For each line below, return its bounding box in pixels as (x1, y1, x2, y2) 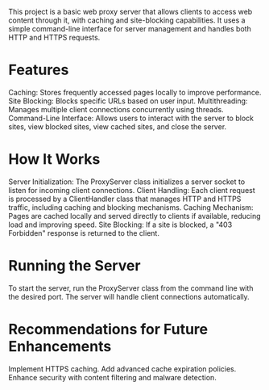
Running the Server (8, 257, 141, 275)
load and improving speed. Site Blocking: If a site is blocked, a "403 (8, 220, 233, 229)
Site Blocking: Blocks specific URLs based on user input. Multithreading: (8, 96, 248, 106)
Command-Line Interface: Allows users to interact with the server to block (8, 113, 254, 123)
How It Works (8, 150, 101, 169)
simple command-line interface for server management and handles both (8, 24, 251, 33)
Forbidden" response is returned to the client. (8, 228, 159, 237)
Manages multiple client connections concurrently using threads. (8, 104, 224, 114)
